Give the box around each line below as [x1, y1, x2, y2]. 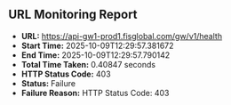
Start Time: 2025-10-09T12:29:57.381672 [20, 40, 174, 51]
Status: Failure [20, 77, 76, 88]
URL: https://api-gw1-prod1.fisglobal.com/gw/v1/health [20, 30, 223, 41]
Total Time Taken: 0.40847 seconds [20, 59, 156, 69]
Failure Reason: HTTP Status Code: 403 [20, 87, 170, 98]
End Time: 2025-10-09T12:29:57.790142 [20, 49, 171, 61]
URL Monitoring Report [8, 7, 139, 22]
